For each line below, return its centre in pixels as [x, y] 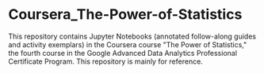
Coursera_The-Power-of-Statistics [125, 15]
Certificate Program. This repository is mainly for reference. [106, 61]
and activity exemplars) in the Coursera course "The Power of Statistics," [128, 44]
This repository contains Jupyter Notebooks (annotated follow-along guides [132, 36]
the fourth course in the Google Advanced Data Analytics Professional [123, 53]
